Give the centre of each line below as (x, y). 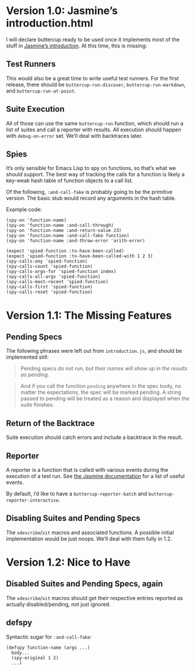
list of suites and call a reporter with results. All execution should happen (94, 130)
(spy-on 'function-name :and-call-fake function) (68, 236)
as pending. (35, 375)
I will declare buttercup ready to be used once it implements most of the (93, 39)
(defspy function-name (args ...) (48, 648)
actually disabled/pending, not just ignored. (59, 604)
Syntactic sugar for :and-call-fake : (49, 636)
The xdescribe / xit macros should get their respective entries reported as (95, 598)
